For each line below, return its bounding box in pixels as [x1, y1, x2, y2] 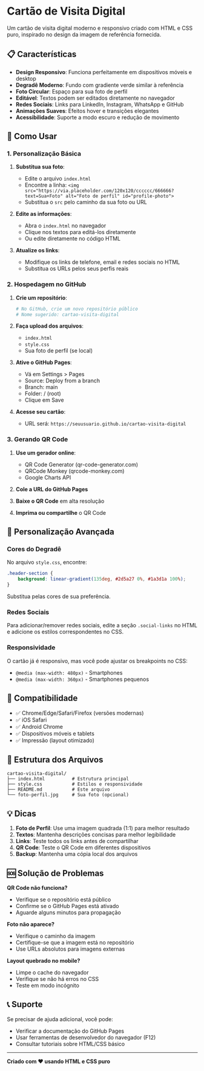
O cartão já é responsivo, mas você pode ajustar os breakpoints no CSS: [7, 657, 188, 664]
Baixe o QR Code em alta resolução [15, 497, 105, 505]
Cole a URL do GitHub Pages [15, 485, 88, 493]
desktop [15, 75, 37, 82]
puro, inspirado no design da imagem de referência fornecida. [7, 30, 162, 38]
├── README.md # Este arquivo [7, 787, 111, 793]
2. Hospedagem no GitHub [7, 280, 87, 289]
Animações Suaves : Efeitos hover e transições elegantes [15, 107, 159, 114]
